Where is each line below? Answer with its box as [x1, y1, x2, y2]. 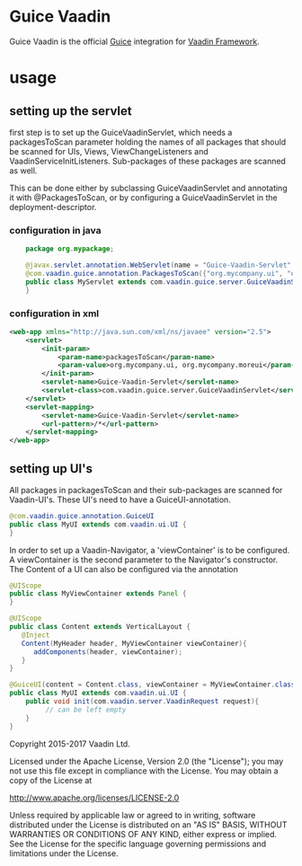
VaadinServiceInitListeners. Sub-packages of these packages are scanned [9, 155, 286, 166]
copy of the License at [9, 774, 93, 785]
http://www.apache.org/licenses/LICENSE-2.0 [9, 792, 180, 803]
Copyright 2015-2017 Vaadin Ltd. [9, 738, 130, 749]
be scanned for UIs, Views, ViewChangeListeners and [9, 146, 209, 156]
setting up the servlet [9, 103, 132, 119]
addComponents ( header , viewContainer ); [32, 647, 182, 657]
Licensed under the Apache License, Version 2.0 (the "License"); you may [9, 756, 284, 766]
